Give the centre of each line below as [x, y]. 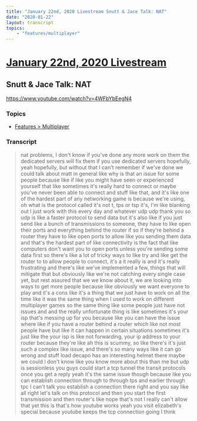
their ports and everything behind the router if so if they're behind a [102, 230]
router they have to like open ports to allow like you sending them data [106, 236]
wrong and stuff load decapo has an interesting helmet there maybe [103, 355]
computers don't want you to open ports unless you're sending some [104, 249]
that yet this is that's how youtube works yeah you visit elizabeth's [101, 405]
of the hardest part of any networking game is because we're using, [103, 199]
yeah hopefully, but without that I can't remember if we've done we [102, 167]
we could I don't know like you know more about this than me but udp [105, 361]
